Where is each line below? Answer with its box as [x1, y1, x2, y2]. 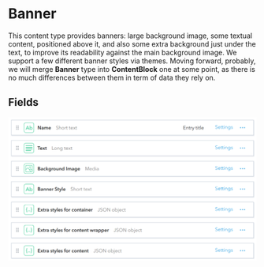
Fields [8, 96, 39, 109]
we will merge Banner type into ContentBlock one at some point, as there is [8, 64, 256, 73]
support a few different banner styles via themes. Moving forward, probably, [8, 56, 256, 66]
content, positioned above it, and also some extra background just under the [8, 39, 256, 48]
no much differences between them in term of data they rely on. [8, 73, 216, 82]
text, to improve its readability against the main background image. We [8, 47, 237, 57]
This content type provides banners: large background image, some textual [8, 31, 253, 40]
